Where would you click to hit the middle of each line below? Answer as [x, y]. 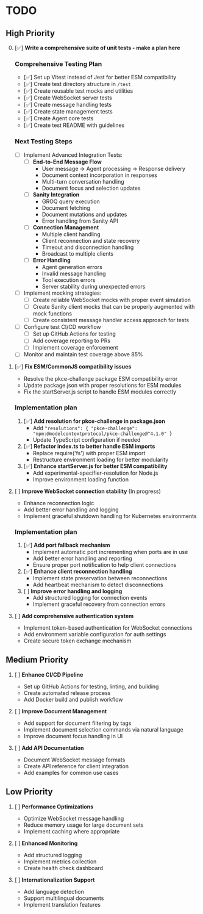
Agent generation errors [72, 267]
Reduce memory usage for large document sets [84, 825]
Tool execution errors [69, 280]
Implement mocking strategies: [62, 293]
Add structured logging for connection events [90, 598]
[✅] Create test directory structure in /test [77, 84]
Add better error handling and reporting [82, 558]
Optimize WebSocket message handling [74, 818]
